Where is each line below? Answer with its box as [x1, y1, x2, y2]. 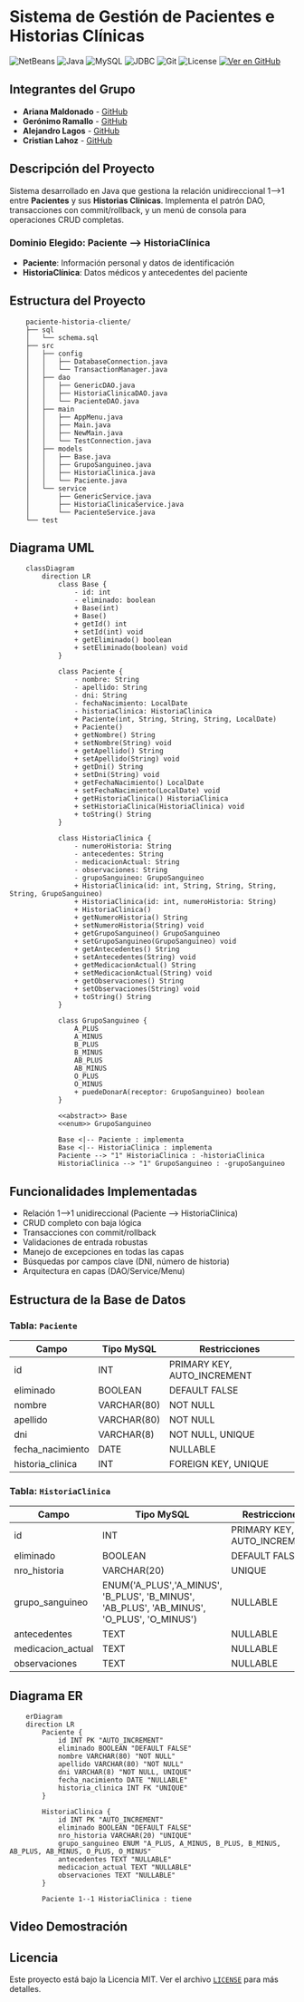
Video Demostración [9, 1919, 128, 1935]
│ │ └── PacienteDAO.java [25, 396, 140, 405]
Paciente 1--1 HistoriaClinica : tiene [42, 1895, 193, 1904]
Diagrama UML [9, 540, 95, 556]
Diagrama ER [9, 1688, 83, 1704]
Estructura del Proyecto [9, 293, 147, 309]
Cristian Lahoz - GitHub [22, 134, 113, 146]
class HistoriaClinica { [57, 834, 152, 843]
